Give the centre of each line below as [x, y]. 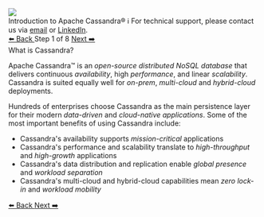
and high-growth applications [68, 155]
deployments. [31, 91]
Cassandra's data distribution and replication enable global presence [133, 164]
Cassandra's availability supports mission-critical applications [122, 139]
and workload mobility [64, 189]
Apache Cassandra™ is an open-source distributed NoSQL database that [128, 66]
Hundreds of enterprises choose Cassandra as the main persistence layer [130, 106]
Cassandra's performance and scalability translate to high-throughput [134, 147]
